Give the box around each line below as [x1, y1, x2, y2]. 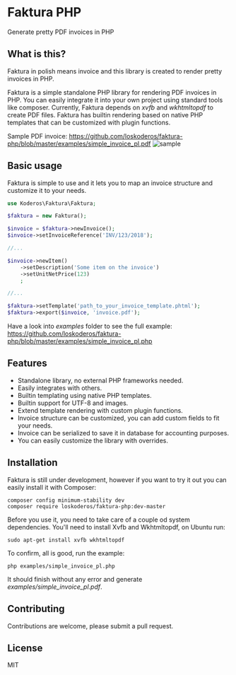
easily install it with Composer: [7, 483, 97, 491]
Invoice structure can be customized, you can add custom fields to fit [17, 413, 220, 422]
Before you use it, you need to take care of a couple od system [7, 515, 191, 524]
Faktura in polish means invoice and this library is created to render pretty [7, 66, 223, 75]
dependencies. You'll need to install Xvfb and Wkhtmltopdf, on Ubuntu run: [7, 522, 226, 531]
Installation [7, 457, 58, 469]
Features [7, 358, 47, 370]
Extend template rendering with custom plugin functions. [17, 406, 184, 414]
